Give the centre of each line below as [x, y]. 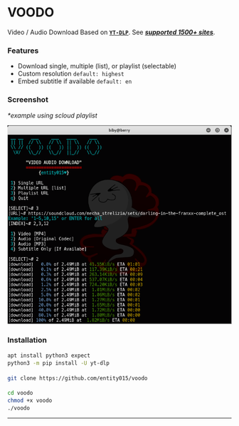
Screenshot [28, 100]
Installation [27, 340]
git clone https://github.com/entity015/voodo [78, 378]
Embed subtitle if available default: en [75, 81]
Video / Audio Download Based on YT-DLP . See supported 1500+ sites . [111, 32]
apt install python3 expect [49, 356]
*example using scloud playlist [52, 115]
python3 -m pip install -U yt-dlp [59, 363]
